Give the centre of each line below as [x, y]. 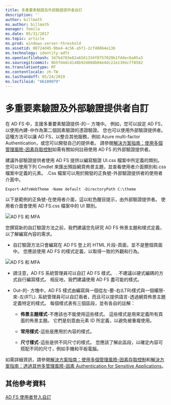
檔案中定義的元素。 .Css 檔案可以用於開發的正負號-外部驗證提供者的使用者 [84, 173]
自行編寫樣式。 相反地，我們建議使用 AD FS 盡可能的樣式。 [80, 279]
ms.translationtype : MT [31, 67]
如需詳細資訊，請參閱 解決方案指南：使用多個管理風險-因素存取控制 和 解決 [83, 359]
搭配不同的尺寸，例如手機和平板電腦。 [61, 349]
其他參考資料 [26, 384]
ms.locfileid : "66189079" [33, 82]
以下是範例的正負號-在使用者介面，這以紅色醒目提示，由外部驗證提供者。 [83, 199]
